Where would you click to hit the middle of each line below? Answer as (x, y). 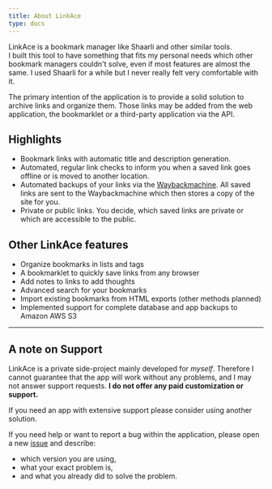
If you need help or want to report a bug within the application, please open (134, 434)
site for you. (40, 202)
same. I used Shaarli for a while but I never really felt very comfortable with (134, 72)
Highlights (35, 139)
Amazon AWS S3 (48, 316)
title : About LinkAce (45, 16)
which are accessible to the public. (78, 219)
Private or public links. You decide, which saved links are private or (132, 211)
